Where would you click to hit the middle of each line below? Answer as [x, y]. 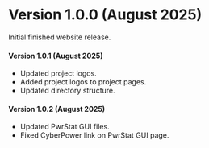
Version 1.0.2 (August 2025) [57, 109]
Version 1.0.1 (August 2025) [56, 55]
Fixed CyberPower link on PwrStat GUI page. [94, 135]
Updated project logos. [58, 73]
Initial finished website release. [60, 37]
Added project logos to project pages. [83, 82]
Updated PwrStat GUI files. [65, 127]
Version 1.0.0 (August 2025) [105, 15]
